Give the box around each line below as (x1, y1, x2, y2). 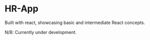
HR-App (4, 3, 38, 14)
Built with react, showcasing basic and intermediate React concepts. (4, 19, 146, 25)
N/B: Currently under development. (4, 29, 77, 35)
